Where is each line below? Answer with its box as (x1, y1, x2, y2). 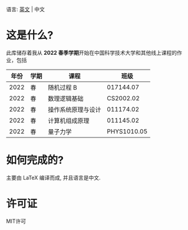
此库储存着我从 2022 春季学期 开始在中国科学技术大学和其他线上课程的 (6, 49, 177, 56)
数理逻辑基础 (48, 94, 84, 103)
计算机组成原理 (48, 116, 90, 124)
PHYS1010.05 (107, 127, 148, 135)
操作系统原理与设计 (48, 106, 101, 114)
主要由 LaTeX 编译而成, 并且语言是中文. (6, 174, 101, 181)
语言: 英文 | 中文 (6, 6, 45, 12)
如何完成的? (6, 153, 64, 167)
